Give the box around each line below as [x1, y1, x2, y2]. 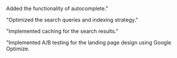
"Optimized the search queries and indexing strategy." [6, 16, 139, 23]
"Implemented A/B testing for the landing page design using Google [6, 39, 172, 46]
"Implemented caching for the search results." [6, 28, 118, 35]
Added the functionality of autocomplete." [6, 5, 108, 12]
